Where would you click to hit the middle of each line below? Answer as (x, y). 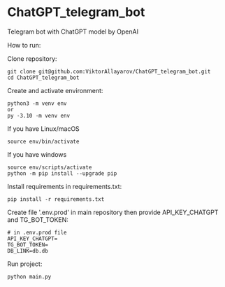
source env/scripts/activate (50, 167)
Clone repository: (32, 58)
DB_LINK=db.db (28, 251)
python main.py (29, 276)
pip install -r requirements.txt (56, 199)
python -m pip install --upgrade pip (62, 173)
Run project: (25, 264)
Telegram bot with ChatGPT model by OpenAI (73, 31)
